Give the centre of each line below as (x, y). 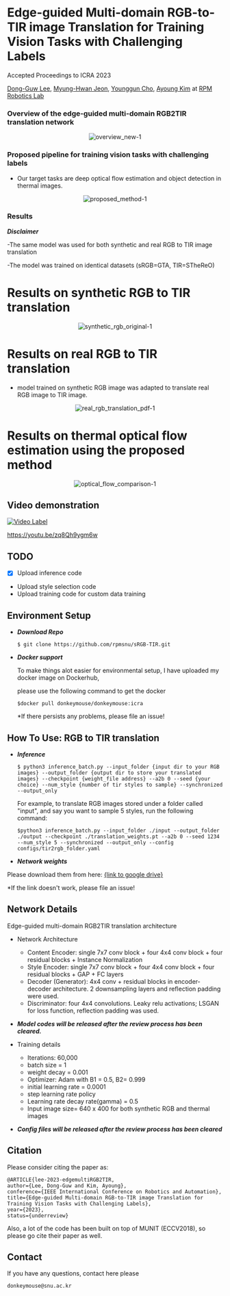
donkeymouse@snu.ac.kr (39, 1286)
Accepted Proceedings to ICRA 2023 (59, 75)
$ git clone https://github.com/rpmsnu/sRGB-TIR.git (94, 645)
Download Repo (40, 632)
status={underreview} (38, 1216)
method (30, 465)
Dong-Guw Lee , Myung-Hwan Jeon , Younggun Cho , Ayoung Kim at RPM (110, 88)
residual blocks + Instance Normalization (85, 959)
